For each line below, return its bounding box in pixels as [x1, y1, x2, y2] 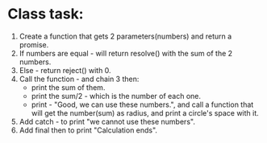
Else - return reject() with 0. [19, 65, 111, 75]
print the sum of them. [31, 82, 106, 92]
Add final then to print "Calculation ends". [19, 125, 158, 135]
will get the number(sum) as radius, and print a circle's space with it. [31, 108, 259, 117]
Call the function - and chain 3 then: [19, 74, 140, 84]
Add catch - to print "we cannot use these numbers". [19, 116, 195, 126]
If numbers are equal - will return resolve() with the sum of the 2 [19, 48, 233, 58]
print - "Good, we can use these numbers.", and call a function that [31, 100, 254, 109]
